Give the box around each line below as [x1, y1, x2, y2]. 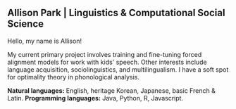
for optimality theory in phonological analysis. [7, 72, 139, 81]
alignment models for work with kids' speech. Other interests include [7, 58, 207, 66]
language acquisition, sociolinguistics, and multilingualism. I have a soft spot [7, 65, 229, 74]
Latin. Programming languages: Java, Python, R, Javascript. [7, 94, 184, 102]
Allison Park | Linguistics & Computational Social [7, 7, 225, 19]
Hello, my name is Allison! [7, 37, 82, 45]
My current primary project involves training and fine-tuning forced [7, 50, 202, 58]
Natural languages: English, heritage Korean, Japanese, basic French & [7, 86, 216, 95]
